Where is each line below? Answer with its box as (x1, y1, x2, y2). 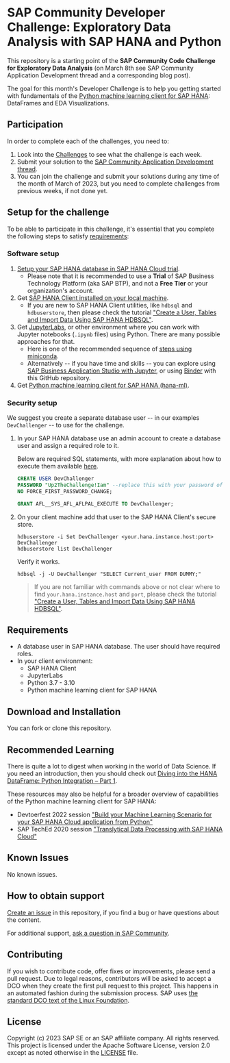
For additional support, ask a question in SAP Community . (7, 929, 170, 937)
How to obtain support (7, 890, 105, 902)
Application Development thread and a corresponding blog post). (7, 71, 190, 79)
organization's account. (27, 286, 94, 295)
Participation (7, 118, 64, 131)
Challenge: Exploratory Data (7, 19, 171, 35)
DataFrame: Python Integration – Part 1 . (7, 777, 118, 785)
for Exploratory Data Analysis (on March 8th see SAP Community (7, 64, 194, 72)
